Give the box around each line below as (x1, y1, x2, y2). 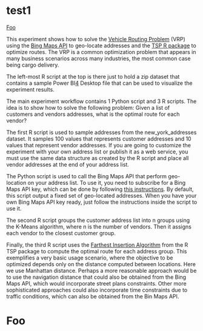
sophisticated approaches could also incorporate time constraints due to (6, 286, 188, 293)
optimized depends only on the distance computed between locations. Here (6, 260, 196, 267)
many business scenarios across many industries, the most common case (6, 55, 191, 62)
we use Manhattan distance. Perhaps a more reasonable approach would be (6, 267, 197, 274)
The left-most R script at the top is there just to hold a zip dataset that (6, 73, 180, 80)
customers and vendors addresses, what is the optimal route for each (6, 110, 180, 118)
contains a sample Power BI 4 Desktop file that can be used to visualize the (6, 79, 193, 87)
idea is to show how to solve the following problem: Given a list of (6, 104, 170, 111)
